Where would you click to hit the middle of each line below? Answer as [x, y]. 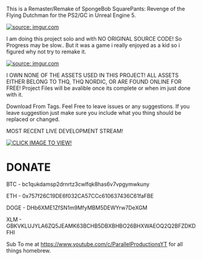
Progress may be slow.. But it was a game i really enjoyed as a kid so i [93, 45]
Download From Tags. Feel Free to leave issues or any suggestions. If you [98, 106]
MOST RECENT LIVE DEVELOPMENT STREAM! [65, 131]
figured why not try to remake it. [46, 52]
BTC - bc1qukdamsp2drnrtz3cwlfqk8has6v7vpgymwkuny [78, 184]
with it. [15, 94]
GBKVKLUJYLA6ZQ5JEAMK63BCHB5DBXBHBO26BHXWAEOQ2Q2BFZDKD [101, 226]
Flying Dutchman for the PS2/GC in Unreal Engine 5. [71, 15]
